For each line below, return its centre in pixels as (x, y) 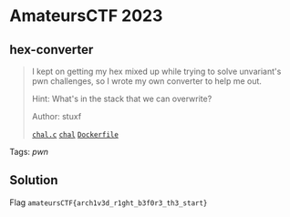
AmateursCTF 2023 (86, 16)
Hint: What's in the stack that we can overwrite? (122, 98)
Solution (34, 180)
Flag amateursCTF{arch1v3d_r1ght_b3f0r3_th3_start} (109, 202)
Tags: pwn (29, 152)
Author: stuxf (57, 116)
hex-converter (52, 50)
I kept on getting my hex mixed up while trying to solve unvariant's (156, 71)
